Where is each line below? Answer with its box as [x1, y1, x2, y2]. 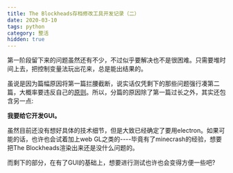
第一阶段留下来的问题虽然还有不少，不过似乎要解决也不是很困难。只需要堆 [7, 56, 220, 65]
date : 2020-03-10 [7, 17, 58, 24]
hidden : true [7, 36, 45, 43]
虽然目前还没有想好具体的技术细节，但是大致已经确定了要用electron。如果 [7, 126, 219, 135]
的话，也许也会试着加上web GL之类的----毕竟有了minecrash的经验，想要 [12, 135, 222, 143]
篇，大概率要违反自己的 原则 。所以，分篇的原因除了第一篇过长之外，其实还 [7, 88, 220, 97]
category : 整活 [7, 29, 49, 37]
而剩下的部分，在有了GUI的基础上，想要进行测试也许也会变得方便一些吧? [7, 158, 216, 167]
